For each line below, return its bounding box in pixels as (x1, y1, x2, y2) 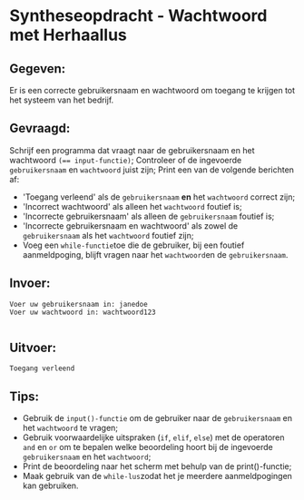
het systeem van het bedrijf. (9, 94, 114, 105)
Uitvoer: (9, 340, 57, 356)
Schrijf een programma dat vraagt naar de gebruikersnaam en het (9, 144, 255, 155)
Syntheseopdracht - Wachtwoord (9, 5, 268, 26)
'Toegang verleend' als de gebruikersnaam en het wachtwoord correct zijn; (22, 191, 296, 202)
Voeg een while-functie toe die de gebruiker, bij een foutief (22, 240, 245, 250)
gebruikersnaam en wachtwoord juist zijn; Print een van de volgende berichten (9, 164, 295, 175)
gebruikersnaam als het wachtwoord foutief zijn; (22, 230, 194, 240)
